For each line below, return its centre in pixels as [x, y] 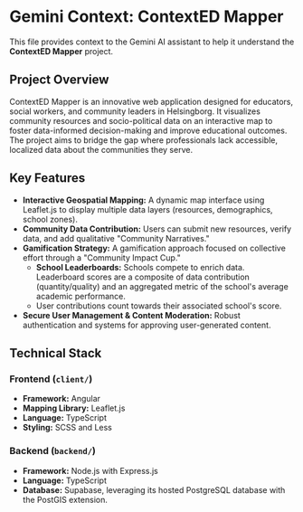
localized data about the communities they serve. [101, 149]
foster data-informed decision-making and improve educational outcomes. [148, 130]
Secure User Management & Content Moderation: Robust [132, 315]
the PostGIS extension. [65, 499]
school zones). [50, 219]
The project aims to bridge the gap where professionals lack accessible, [144, 140]
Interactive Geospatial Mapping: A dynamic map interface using [143, 200]
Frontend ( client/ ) [51, 379]
